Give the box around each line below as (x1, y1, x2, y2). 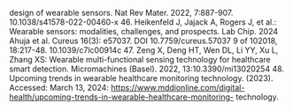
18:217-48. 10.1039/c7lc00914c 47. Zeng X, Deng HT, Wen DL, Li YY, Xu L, (9, 45, 279, 55)
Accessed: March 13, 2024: (9, 83, 109, 92)
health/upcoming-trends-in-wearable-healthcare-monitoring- (9, 92, 235, 102)
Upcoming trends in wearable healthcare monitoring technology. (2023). (9, 73, 274, 83)
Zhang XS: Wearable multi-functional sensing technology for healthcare (9, 55, 272, 64)
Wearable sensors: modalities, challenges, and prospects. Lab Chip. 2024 (9, 26, 279, 36)
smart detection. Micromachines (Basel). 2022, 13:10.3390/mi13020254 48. (9, 63, 285, 74)
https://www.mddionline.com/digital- (110, 83, 245, 92)
